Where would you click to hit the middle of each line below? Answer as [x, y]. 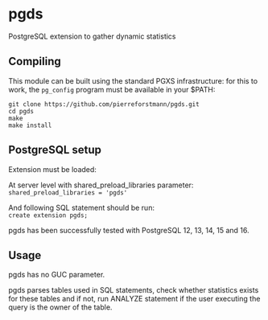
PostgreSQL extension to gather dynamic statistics [92, 36]
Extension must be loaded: [52, 169]
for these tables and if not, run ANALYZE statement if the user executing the [134, 299]
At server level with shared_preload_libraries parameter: [101, 185]
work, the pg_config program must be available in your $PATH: [112, 89]
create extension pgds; [48, 215]
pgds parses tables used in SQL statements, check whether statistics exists [134, 290]
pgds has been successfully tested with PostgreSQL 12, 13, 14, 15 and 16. [129, 230]
